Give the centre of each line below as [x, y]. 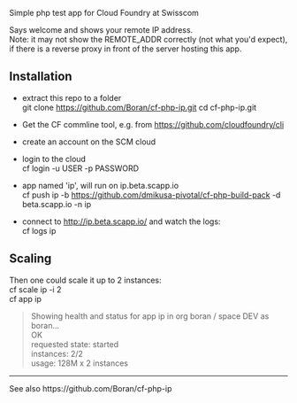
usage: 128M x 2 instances [79, 363]
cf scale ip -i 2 [35, 289]
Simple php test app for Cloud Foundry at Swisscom [104, 13]
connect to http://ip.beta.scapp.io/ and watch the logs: [121, 221]
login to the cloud [54, 159]
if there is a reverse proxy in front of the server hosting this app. [126, 49]
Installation [41, 77]
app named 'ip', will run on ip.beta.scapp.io [100, 185]
